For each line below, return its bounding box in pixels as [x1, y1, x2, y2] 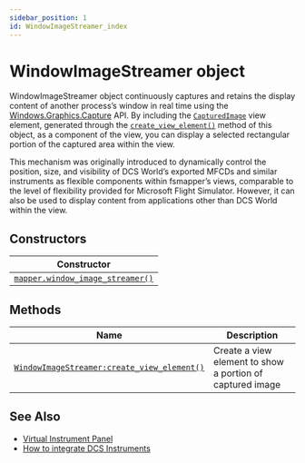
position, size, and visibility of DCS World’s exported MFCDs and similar [9, 166, 278, 177]
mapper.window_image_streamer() [14, 273, 154, 284]
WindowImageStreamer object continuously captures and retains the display [9, 91, 296, 102]
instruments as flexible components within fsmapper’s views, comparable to [9, 176, 294, 187]
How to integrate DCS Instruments [22, 442, 152, 454]
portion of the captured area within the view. [9, 139, 175, 150]
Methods [9, 301, 62, 318]
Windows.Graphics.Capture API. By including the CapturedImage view [9, 110, 266, 121]
